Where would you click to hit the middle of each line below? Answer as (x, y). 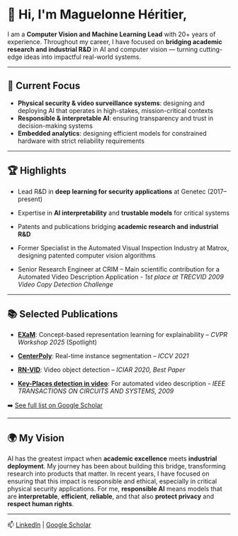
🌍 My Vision (36, 438)
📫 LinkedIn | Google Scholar (49, 525)
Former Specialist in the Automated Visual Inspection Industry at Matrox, (123, 247)
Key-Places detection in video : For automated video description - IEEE (121, 384)
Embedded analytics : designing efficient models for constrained (112, 133)
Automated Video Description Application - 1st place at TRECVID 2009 (121, 277)
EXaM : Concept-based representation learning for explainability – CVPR (123, 335)
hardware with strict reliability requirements (81, 141)
